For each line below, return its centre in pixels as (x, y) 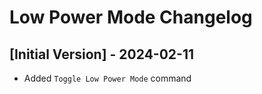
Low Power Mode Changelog (131, 17)
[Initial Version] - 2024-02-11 (101, 54)
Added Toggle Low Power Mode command (107, 78)
